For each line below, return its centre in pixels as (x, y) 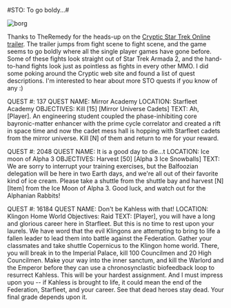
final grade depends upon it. (47, 297)
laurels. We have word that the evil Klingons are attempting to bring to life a (114, 231)
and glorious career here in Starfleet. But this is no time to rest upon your (111, 223)
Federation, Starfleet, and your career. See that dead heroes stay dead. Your (115, 290)
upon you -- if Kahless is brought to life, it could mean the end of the (104, 282)
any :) (15, 88)
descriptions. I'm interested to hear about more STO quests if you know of (112, 81)
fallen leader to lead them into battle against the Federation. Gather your (110, 238)
